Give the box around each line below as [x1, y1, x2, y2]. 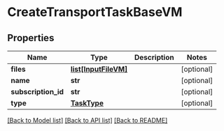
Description [134, 53, 174, 62]
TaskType [70, 98, 104, 108]
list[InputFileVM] [70, 64, 128, 74]
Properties [7, 32, 55, 44]
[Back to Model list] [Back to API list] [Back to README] [7, 116, 168, 124]
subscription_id [10, 87, 64, 96]
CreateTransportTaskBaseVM [7, 4, 183, 20]
